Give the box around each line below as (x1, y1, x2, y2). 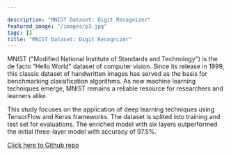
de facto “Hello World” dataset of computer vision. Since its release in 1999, (7, 62, 225, 70)
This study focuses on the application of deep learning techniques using (7, 105, 215, 114)
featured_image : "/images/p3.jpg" (7, 22, 108, 30)
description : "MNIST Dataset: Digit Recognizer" (7, 16, 151, 23)
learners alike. (7, 92, 48, 100)
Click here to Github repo (7, 141, 79, 150)
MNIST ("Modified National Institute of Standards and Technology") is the (7, 55, 218, 63)
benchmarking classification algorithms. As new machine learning (7, 77, 196, 86)
